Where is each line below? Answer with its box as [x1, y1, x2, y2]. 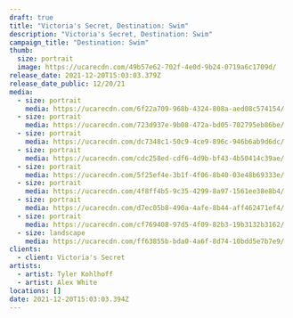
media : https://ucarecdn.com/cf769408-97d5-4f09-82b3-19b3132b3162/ [25, 220, 285, 229]
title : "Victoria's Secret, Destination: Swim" [9, 21, 190, 30]
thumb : [9, 46, 34, 55]
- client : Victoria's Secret [17, 253, 126, 263]
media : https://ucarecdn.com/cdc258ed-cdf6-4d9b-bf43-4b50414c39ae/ [25, 153, 285, 163]
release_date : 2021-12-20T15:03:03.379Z [9, 71, 162, 80]
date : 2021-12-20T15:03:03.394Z [9, 295, 129, 304]
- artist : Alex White [17, 278, 98, 287]
